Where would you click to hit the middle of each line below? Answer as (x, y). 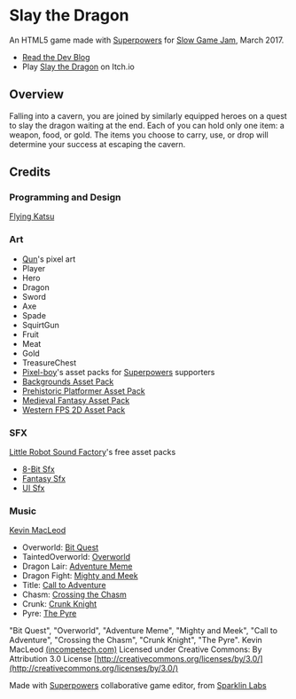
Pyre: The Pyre (49, 614)
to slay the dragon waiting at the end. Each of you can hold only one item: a (147, 125)
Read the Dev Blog (56, 57)
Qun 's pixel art (49, 259)
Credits (30, 173)
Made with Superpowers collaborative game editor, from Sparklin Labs (138, 686)
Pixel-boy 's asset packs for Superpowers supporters (118, 372)
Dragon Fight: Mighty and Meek (80, 576)
